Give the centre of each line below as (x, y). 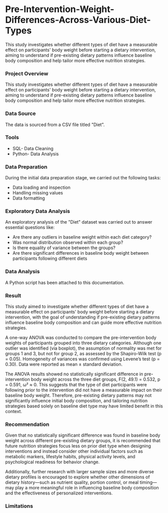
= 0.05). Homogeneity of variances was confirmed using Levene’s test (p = (82, 359)
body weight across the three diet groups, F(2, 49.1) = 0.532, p (96, 379)
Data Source (21, 114)
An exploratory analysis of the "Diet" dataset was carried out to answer (79, 222)
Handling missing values (38, 193)
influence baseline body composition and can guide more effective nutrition (83, 323)
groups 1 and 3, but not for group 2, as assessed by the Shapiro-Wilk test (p (83, 354)
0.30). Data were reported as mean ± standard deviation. (64, 364)
